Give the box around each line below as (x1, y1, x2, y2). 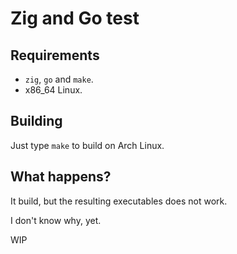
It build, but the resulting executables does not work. (10, 195, 228, 207)
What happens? (10, 168, 112, 186)
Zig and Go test (10, 7, 140, 30)
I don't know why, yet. (10, 214, 102, 226)
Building (10, 113, 63, 130)
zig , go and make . (24, 73, 94, 85)
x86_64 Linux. (24, 84, 83, 96)
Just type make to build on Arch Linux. (10, 139, 165, 151)
